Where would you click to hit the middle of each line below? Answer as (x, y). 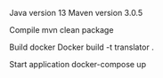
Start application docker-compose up (78, 64)
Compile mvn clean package (61, 30)
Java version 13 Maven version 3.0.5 (76, 13)
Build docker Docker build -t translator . (81, 47)
